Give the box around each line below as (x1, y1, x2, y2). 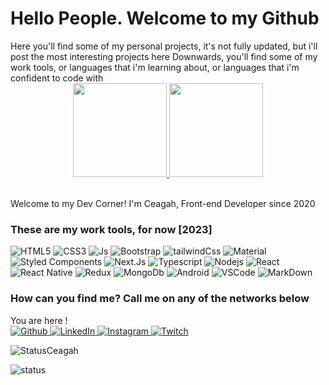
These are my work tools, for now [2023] (10, 222, 213, 236)
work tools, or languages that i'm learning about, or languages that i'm (10, 61, 300, 73)
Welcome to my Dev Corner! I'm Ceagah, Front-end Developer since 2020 (10, 197, 316, 209)
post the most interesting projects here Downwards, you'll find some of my (10, 50, 318, 62)
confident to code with (10, 72, 104, 84)
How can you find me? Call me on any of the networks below (10, 292, 310, 306)
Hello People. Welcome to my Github (10, 7, 320, 30)
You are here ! (10, 314, 68, 326)
